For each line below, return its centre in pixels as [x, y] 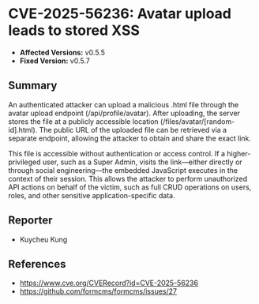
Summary [33, 86]
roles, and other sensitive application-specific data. [92, 195]
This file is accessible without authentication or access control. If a [117, 153]
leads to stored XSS [74, 30]
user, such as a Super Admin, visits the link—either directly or [142, 162]
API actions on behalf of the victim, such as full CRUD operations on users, [130, 187]
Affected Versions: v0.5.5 [62, 52]
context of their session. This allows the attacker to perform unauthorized [128, 178]
